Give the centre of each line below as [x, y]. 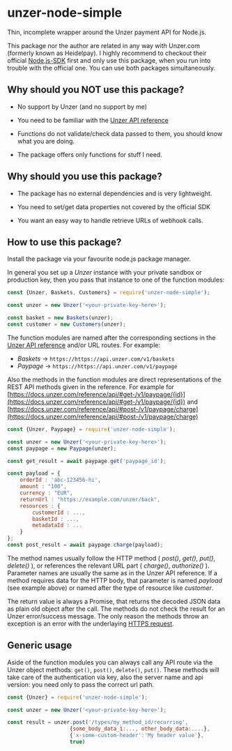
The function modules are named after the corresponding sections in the [111, 337]
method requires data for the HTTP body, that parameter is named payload [115, 580]
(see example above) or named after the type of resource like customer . [110, 588]
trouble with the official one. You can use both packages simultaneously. [111, 68]
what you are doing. [46, 141]
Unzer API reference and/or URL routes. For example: [84, 345]
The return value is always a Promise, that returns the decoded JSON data [114, 601]
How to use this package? [64, 242]
